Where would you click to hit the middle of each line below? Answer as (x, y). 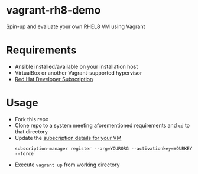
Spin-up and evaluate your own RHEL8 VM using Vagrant (76, 26)
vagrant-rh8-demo (53, 10)
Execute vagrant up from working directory (67, 165)
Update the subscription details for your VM (68, 138)
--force (24, 153)
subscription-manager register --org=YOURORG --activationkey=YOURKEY (103, 148)
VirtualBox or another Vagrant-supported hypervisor (78, 73)
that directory (31, 131)
